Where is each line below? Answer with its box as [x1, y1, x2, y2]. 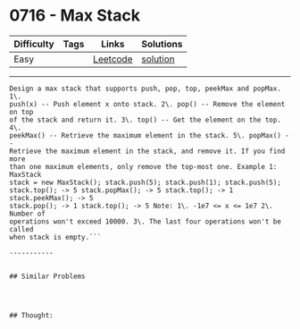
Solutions [141, 38, 183, 50]
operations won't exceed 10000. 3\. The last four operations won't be [9, 216, 281, 226]
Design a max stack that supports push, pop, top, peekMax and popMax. [9, 84, 281, 93]
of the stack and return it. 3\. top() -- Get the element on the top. [9, 115, 281, 124]
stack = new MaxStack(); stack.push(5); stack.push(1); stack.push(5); [9, 178, 281, 187]
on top [9, 107, 34, 116]
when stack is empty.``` [9, 232, 102, 241]
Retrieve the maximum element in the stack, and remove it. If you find [9, 147, 286, 156]
